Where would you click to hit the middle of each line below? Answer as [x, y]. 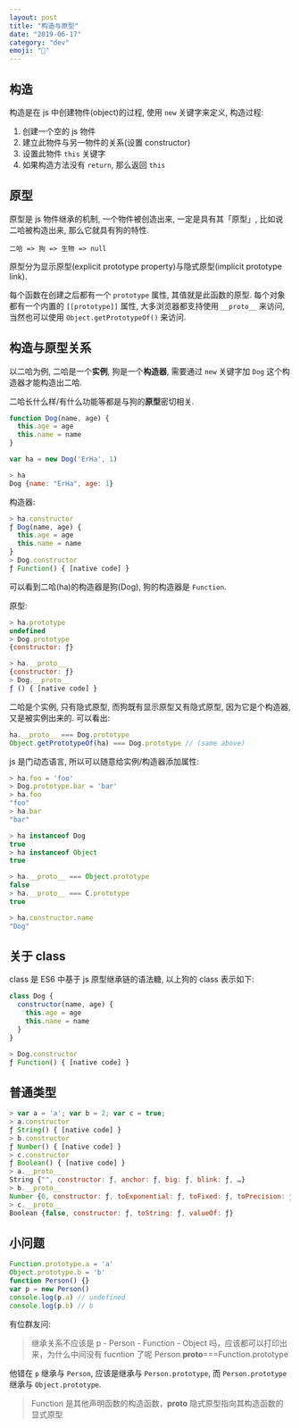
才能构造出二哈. [54, 382]
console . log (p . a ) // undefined [67, 1297]
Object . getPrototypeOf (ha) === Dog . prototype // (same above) [127, 743]
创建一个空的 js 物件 [59, 131]
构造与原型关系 [50, 348]
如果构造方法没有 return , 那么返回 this [94, 164]
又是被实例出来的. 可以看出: [60, 718]
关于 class [37, 956]
